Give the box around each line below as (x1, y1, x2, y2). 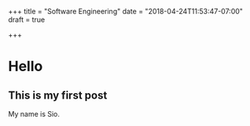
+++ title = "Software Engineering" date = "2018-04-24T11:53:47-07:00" (8, 7, 244, 16)
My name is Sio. (8, 110, 61, 118)
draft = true (8, 15, 46, 24)
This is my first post (8, 88, 108, 102)
